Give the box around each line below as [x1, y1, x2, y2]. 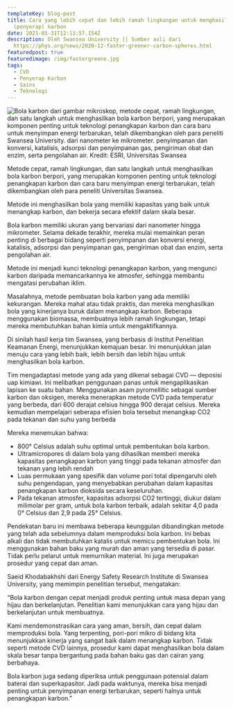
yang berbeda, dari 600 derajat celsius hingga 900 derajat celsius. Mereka [7, 400, 221, 409]
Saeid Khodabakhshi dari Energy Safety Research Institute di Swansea [7, 573, 209, 581]
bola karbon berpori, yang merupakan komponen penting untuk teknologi [7, 172, 217, 181]
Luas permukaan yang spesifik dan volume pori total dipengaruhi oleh [17, 472, 217, 480]
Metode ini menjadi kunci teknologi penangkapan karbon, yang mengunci [7, 264, 217, 272]
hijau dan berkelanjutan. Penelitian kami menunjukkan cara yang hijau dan [7, 601, 218, 609]
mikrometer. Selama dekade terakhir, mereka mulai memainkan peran [7, 229, 205, 237]
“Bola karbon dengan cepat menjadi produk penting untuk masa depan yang [7, 594, 225, 602]
